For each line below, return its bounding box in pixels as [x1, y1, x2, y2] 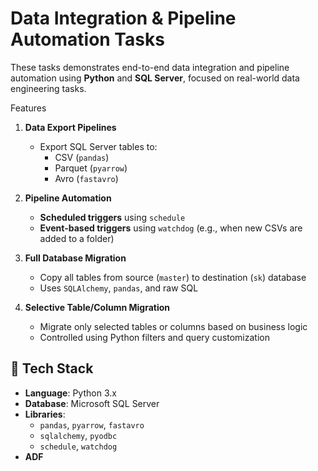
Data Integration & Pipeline [10, 7, 237, 30]
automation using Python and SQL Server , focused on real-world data [10, 72, 300, 84]
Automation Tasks [10, 28, 165, 51]
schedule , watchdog [39, 440, 118, 452]
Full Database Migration [24, 252, 127, 264]
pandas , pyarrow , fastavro [39, 418, 145, 431]
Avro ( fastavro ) [54, 172, 119, 184]
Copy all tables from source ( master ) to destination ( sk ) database [39, 271, 307, 283]
